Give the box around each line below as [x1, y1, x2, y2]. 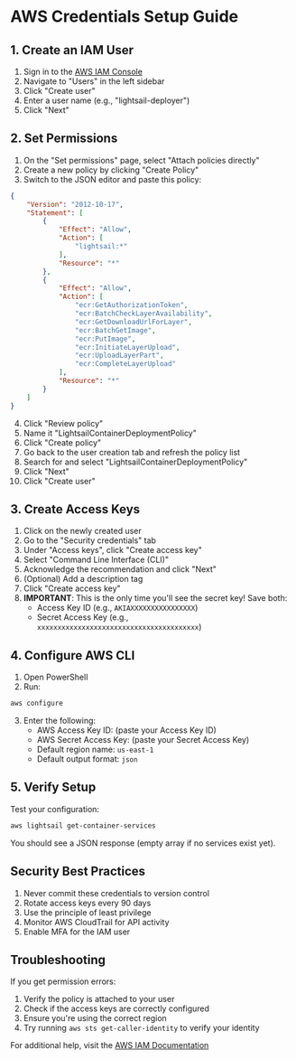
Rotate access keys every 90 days [23, 897, 152, 908]
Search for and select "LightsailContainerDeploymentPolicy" [23, 456, 248, 467]
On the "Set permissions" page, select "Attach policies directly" [23, 155, 260, 165]
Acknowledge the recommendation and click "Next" [23, 564, 217, 575]
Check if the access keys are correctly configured [23, 1003, 210, 1014]
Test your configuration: [10, 803, 100, 814]
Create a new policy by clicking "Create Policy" [23, 164, 199, 175]
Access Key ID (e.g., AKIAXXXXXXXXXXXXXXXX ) [36, 603, 199, 614]
